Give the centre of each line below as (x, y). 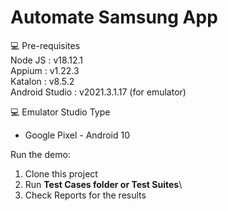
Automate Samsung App (114, 17)
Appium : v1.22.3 (45, 70)
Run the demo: (40, 154)
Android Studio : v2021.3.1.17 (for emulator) (98, 92)
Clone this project (61, 173)
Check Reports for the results (85, 195)
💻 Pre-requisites (45, 45)
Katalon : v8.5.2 (42, 81)
